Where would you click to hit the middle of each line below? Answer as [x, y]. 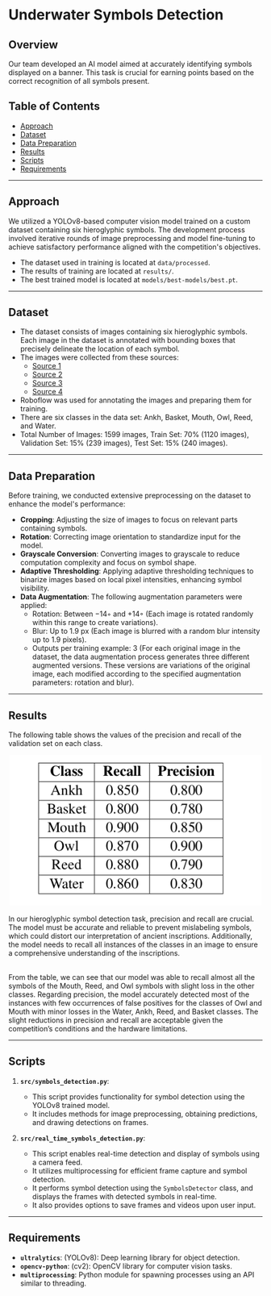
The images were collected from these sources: [99, 357]
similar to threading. [53, 1283]
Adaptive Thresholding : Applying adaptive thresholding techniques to [137, 571]
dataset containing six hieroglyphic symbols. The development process [127, 229]
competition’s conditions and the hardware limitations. [98, 1029]
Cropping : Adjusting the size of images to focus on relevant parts [129, 520]
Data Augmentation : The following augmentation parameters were [131, 597]
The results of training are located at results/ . [97, 271]
